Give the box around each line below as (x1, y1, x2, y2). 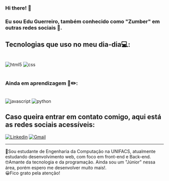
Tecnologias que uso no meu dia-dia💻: (5, 40, 131, 49)
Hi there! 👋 (5, 5, 32, 12)
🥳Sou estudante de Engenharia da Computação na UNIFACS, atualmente (5, 148, 156, 154)
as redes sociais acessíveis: (5, 120, 95, 129)
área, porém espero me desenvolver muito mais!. (5, 164, 107, 170)
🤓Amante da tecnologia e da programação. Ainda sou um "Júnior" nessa (5, 159, 156, 165)
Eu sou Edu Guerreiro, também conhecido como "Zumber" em (5, 18, 160, 25)
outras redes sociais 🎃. (5, 24, 62, 31)
